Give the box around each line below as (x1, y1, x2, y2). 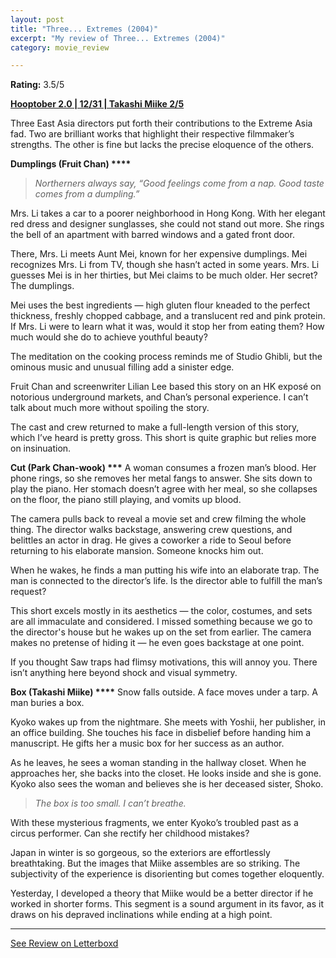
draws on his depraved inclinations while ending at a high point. (10, 909, 273, 921)
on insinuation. (10, 442, 72, 455)
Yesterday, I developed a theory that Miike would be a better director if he (10, 887, 314, 900)
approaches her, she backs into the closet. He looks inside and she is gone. (10, 767, 322, 780)
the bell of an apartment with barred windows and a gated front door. (10, 229, 295, 241)
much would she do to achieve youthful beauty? (10, 331, 208, 343)
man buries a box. (10, 697, 85, 709)
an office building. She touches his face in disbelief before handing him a (10, 727, 312, 739)
